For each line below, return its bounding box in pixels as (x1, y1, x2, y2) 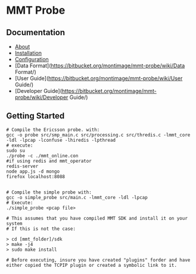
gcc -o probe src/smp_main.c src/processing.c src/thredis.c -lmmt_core (6, 132, 191, 138)
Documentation (6, 27, 66, 38)
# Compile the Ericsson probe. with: (6, 126, 100, 133)
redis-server (6, 163, 39, 169)
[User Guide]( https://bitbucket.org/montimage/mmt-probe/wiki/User (14, 75, 183, 82)
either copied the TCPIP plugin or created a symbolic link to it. (6, 262, 178, 268)
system (6, 220, 23, 226)
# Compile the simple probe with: (6, 189, 92, 195)
